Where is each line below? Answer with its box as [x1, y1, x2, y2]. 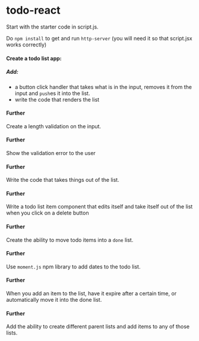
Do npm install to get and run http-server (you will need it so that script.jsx [6, 34, 192, 42]
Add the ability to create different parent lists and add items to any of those [6, 323, 190, 330]
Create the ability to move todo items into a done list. [6, 236, 134, 244]
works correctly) [6, 41, 47, 48]
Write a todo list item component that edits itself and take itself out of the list [6, 203, 193, 210]
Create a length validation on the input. [6, 122, 102, 130]
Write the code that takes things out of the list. [6, 176, 120, 184]
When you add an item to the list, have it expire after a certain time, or [6, 289, 177, 297]
